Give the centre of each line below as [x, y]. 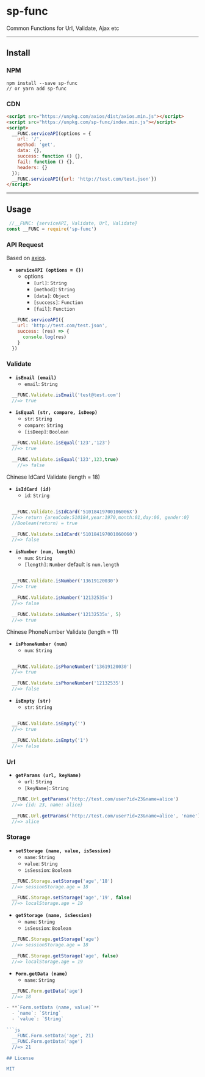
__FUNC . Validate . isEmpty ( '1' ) [50, 740]
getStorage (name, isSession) [54, 916]
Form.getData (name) [41, 974]
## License [20, 1058]
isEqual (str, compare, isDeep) [56, 413]
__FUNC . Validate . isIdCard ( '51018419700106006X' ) [75, 512]
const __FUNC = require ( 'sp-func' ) [52, 229]
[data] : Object [52, 296]
